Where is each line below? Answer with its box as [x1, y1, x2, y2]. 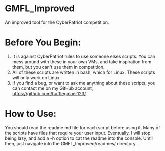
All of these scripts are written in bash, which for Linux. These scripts [12, 69, 155, 75]
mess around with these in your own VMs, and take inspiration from [12, 58, 152, 65]
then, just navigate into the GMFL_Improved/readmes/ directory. [5, 140, 137, 146]
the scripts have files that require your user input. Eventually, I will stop [5, 130, 151, 136]
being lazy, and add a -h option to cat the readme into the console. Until [5, 135, 153, 141]
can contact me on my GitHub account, [12, 85, 93, 91]
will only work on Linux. [12, 74, 61, 80]
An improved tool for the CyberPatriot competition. [5, 19, 109, 25]
